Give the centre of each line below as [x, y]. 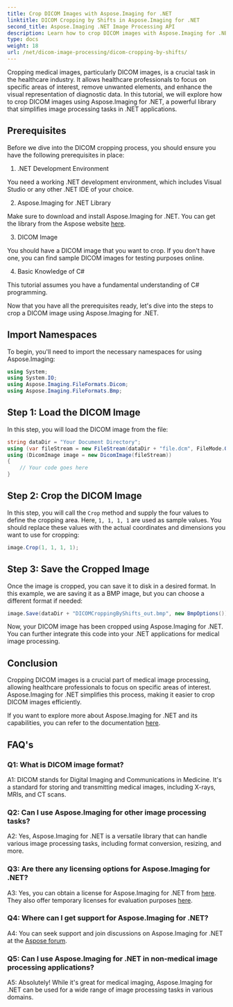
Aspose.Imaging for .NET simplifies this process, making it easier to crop [111, 694]
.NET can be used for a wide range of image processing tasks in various [110, 990]
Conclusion [33, 663]
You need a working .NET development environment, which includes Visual [114, 182]
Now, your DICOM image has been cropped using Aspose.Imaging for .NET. [115, 626]
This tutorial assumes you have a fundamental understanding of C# [103, 285]
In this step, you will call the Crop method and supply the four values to [108, 513]
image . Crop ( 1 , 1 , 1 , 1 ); [43, 547]
